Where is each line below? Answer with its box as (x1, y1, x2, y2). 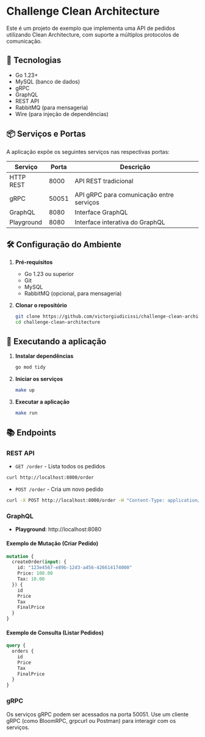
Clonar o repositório (15, 302, 67, 309)
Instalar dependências (15, 352, 74, 360)
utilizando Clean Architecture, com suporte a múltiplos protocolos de (6, 31, 179, 38)
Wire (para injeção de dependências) (15, 110, 109, 117)
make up (15, 387, 35, 393)
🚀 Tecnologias (6, 55, 62, 65)
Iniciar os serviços (15, 375, 63, 382)
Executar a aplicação (15, 398, 70, 405)
